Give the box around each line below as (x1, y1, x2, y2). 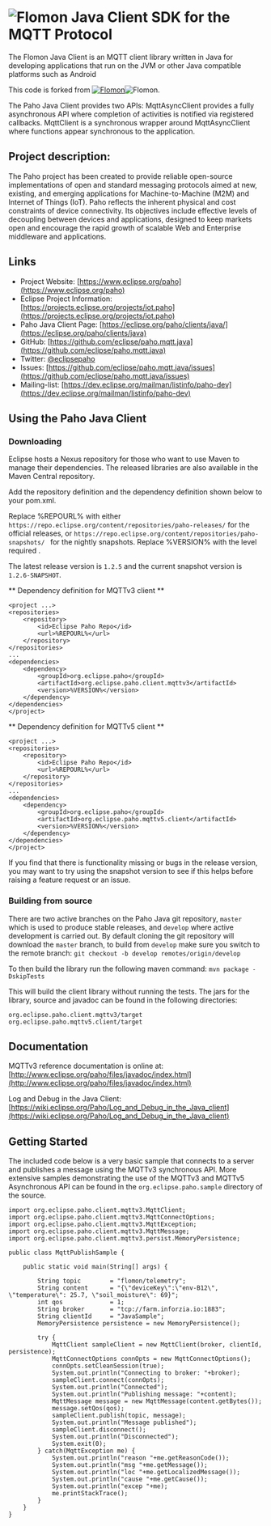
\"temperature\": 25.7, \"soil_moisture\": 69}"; (8, 1291, 180, 1299)
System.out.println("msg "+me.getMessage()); (51, 1461, 208, 1469)
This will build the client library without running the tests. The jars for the (8, 986, 250, 996)
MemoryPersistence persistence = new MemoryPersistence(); (37, 1320, 241, 1328)
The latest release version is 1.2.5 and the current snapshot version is (8, 562, 243, 571)
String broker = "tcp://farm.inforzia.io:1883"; (37, 1305, 227, 1314)
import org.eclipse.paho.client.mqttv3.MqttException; (8, 1220, 197, 1229)
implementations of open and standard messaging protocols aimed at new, (8, 180, 257, 189)
